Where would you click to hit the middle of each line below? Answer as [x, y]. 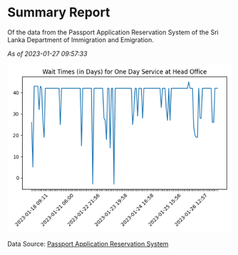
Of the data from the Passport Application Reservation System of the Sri [113, 32]
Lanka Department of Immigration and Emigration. [81, 39]
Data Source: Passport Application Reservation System [88, 244]
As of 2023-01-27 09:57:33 [47, 54]
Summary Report [59, 12]
